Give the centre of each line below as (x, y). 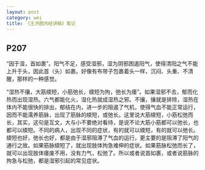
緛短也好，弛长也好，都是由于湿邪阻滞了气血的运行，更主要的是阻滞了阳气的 (103, 138)
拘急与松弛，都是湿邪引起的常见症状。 (54, 161)
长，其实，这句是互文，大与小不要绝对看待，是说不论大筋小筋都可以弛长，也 (103, 122)
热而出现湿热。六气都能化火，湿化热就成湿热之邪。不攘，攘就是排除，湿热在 (103, 100)
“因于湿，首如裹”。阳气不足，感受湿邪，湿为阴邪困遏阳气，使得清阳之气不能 (102, 64)
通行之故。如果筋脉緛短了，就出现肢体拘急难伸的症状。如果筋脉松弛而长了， (103, 146)
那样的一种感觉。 (38, 79)
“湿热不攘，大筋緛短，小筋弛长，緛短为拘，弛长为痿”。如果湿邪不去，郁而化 (102, 92)
